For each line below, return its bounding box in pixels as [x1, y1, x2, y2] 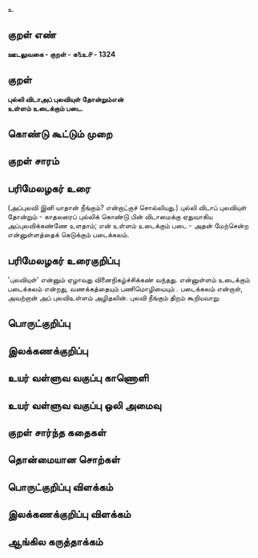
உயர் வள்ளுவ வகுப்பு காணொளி [7, 371, 149, 385]
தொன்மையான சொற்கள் [7, 453, 121, 467]
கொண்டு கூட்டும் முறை [7, 127, 113, 141]
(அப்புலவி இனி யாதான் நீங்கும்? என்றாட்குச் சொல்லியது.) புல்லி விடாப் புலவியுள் [7, 203, 247, 212]
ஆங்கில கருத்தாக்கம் [7, 535, 103, 548]
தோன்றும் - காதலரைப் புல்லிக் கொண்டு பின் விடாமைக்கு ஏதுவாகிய [7, 212, 213, 221]
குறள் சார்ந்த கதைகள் [7, 426, 107, 439]
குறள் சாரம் [7, 154, 59, 168]
